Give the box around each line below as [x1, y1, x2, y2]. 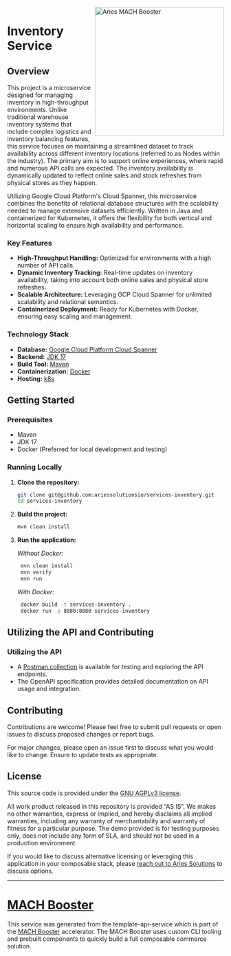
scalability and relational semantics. [16, 298, 119, 306]
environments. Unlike [7, 106, 67, 113]
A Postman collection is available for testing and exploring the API [16, 663, 204, 671]
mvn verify [20, 569, 52, 576]
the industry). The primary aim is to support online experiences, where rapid [7, 157, 223, 164]
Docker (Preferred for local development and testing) [16, 445, 168, 453]
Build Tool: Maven [16, 360, 69, 368]
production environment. [7, 838, 77, 847]
